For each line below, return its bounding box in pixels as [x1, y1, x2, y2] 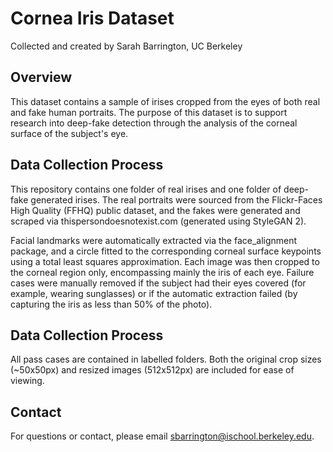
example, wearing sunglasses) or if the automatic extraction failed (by [10, 287, 298, 299]
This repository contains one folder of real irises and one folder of [10, 183, 282, 195]
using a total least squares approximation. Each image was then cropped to [10, 255, 320, 267]
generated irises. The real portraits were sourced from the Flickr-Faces [30, 193, 323, 206]
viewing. [10, 375, 45, 387]
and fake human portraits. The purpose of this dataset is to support [10, 106, 288, 118]
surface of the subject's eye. [10, 127, 129, 139]
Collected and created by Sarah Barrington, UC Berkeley [10, 40, 243, 52]
